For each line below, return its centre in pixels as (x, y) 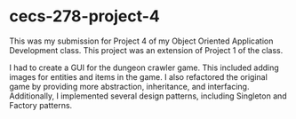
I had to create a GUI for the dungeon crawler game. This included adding (144, 67)
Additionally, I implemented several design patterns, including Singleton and (148, 96)
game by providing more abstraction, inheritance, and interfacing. (129, 86)
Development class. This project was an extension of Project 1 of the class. (146, 50)
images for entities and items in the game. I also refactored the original (139, 76)
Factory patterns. (41, 105)
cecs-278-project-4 (84, 16)
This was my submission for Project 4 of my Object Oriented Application (141, 41)
